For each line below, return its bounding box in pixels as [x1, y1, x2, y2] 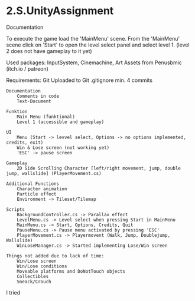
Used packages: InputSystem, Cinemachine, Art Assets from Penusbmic [6, 59, 182, 66]
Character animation [17, 186, 67, 192]
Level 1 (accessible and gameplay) [17, 119, 105, 125]
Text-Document [17, 98, 51, 104]
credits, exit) [6, 140, 44, 145]
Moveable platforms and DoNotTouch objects [17, 268, 126, 274]
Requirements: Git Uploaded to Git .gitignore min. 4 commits [6, 77, 152, 84]
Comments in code [17, 93, 60, 99]
